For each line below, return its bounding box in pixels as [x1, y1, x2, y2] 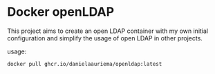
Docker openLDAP [7, 4, 115, 20]
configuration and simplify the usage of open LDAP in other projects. [7, 34, 203, 42]
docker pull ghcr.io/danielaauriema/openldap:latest [7, 60, 162, 67]
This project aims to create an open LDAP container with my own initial [7, 27, 209, 35]
